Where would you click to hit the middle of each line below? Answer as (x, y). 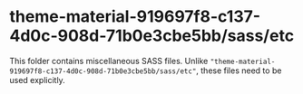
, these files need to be (239, 70)
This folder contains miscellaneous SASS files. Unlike (109, 61)
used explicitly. (37, 80)
